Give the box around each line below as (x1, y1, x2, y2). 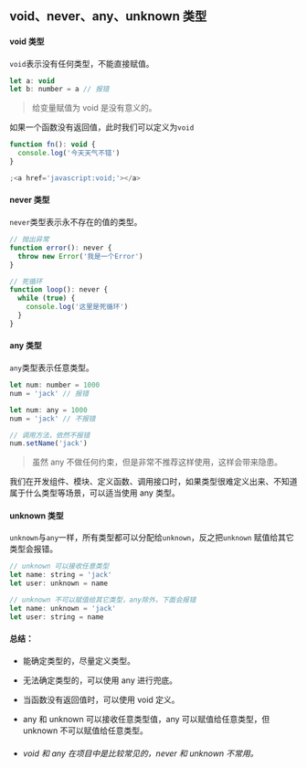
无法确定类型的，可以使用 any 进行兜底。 (22, 675, 178, 686)
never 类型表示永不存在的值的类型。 (9, 217, 143, 228)
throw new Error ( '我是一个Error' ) (17, 251, 143, 261)
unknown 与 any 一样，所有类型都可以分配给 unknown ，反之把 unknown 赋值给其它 (9, 532, 294, 543)
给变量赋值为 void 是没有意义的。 (31, 102, 157, 113)
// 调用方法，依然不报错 (9, 431, 90, 440)
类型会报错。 (9, 543, 58, 555)
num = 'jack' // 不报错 (9, 414, 96, 423)
